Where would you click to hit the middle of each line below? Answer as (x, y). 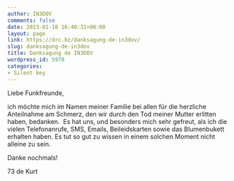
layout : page (27, 33)
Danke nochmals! (33, 157)
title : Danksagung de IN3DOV (50, 54)
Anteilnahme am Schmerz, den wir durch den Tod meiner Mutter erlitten (112, 114)
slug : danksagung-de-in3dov (49, 46)
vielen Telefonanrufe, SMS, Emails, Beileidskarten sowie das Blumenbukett (116, 129)
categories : (25, 66)
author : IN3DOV (30, 14)
